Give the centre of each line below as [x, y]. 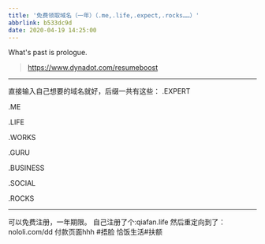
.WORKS [22, 138]
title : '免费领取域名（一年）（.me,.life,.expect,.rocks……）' [104, 15]
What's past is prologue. [48, 53]
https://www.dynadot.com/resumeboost [93, 68]
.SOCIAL [22, 183]
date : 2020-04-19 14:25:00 [52, 30]
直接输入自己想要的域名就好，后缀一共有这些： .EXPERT [99, 91]
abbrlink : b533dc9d [40, 23]
